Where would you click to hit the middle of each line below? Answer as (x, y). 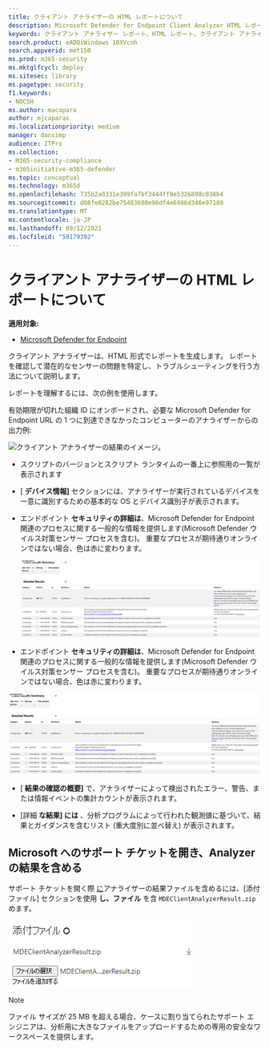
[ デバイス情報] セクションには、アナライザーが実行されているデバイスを (140, 491)
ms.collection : (34, 152)
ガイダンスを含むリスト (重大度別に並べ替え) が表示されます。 (136, 825)
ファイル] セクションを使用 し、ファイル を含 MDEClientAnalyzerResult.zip (132, 898)
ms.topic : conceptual (44, 178)
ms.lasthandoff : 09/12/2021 (55, 228)
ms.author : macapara (43, 110)
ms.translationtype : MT (48, 212)
